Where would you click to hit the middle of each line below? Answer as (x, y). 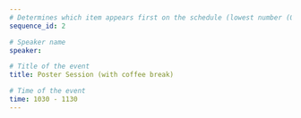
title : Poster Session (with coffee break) (92, 75)
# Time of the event (48, 91)
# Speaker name (38, 42)
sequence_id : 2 (38, 26)
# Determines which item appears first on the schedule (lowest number (146, 17)
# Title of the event (50, 67)
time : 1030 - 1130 (43, 99)
